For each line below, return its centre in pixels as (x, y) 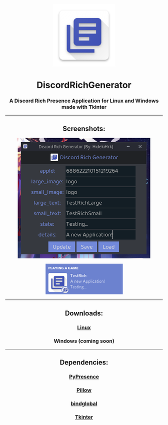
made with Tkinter (84, 107)
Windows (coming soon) (84, 341)
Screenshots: (84, 128)
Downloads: (84, 313)
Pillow (84, 390)
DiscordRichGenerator (84, 85)
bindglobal (84, 403)
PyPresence (84, 377)
